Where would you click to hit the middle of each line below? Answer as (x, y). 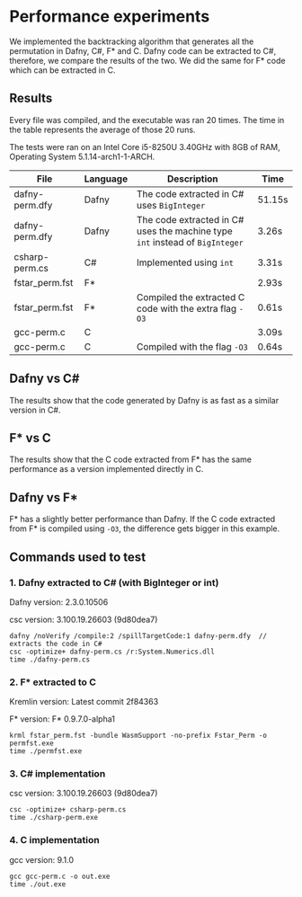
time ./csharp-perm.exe (54, 818)
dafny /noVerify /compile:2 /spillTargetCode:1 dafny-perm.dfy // (138, 635)
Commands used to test (78, 557)
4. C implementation (55, 840)
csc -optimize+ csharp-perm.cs (68, 810)
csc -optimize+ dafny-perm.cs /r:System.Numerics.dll (112, 652)
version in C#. (35, 410)
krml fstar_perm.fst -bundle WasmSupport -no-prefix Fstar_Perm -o (138, 736)
